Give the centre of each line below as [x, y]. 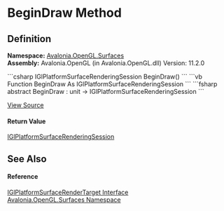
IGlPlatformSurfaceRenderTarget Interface [68, 192]
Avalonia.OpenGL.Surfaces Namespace [64, 199]
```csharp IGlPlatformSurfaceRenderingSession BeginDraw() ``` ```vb [105, 76]
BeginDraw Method [65, 13]
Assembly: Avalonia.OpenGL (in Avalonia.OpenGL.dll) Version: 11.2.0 [106, 63]
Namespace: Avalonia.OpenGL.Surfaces [66, 55]
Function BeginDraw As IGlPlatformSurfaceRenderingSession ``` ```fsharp [112, 84]
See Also [27, 159]
